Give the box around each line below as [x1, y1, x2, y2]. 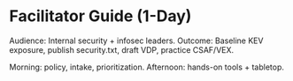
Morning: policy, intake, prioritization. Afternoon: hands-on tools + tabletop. [9, 62, 285, 72]
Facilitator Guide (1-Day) [9, 6, 192, 26]
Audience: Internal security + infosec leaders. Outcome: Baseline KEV [9, 35, 264, 46]
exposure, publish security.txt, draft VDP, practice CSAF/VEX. [9, 44, 235, 55]
